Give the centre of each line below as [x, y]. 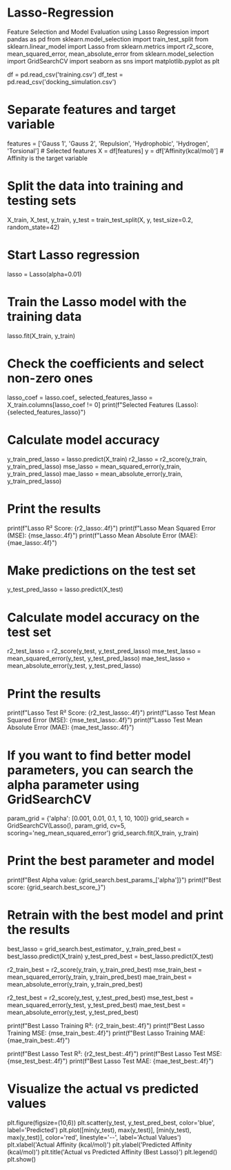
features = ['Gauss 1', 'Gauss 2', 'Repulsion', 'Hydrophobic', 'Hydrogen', [108, 143]
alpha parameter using [73, 785]
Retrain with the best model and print [115, 915]
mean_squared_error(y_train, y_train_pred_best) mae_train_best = [100, 977]
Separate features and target [91, 110]
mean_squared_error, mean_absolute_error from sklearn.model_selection [111, 54]
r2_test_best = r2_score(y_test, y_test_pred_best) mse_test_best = [101, 998]
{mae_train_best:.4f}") [39, 1040]
